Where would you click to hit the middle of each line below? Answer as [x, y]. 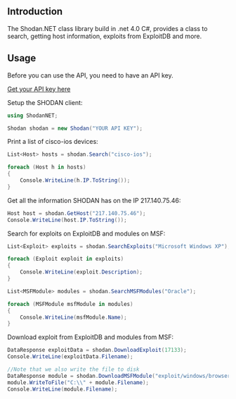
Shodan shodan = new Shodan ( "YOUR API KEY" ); [75, 128]
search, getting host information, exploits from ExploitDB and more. [105, 36]
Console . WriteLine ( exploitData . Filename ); [70, 357]
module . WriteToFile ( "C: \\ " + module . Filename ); [78, 382]
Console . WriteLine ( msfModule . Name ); [74, 317]
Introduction [35, 12]
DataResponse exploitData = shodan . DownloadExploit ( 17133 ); [97, 350]
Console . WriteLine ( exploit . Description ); [81, 272]
